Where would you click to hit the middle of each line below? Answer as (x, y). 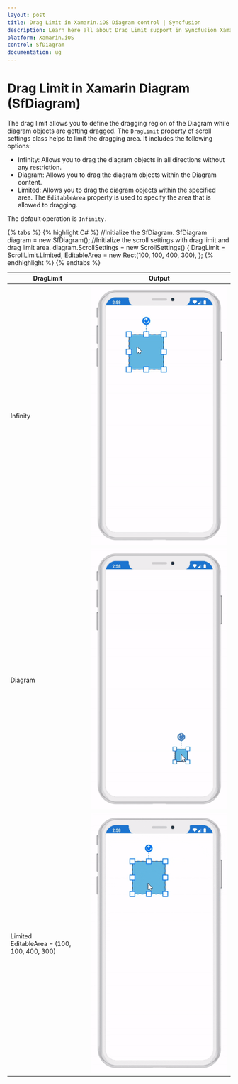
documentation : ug (34, 53)
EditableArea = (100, (41, 944)
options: (19, 146)
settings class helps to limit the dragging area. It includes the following (110, 138)
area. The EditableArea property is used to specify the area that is (114, 197)
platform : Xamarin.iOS (41, 38)
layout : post (27, 15)
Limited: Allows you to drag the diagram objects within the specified (117, 190)
